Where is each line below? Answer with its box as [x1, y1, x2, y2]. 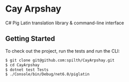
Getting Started [5, 34, 55, 43]
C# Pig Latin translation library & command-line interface [5, 20, 124, 26]
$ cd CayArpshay [5, 62, 40, 67]
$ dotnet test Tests [5, 67, 49, 72]
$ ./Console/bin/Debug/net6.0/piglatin [5, 72, 90, 77]
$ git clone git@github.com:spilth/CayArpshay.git [5, 58, 115, 63]
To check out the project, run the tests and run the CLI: [5, 48, 120, 54]
